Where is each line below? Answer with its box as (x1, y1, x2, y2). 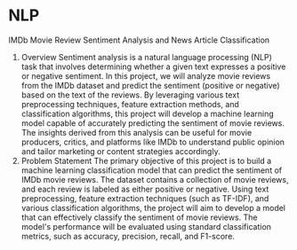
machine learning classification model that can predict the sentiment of (20, 165, 282, 176)
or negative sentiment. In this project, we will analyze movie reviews (20, 70, 271, 81)
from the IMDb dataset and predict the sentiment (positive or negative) (20, 80, 281, 90)
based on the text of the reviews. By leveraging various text (20, 90, 240, 100)
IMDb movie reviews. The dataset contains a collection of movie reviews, (20, 174, 290, 184)
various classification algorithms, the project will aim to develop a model (20, 202, 286, 213)
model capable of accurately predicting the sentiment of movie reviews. (20, 117, 285, 129)
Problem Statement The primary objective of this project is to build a (20, 155, 272, 166)
